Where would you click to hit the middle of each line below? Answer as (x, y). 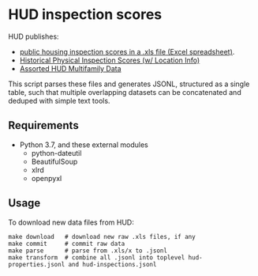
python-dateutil (56, 153)
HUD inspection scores (85, 15)
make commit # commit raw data (67, 244)
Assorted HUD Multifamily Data (70, 68)
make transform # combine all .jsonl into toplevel (97, 257)
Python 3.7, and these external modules (84, 145)
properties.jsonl (37, 264)
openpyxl (47, 178)
